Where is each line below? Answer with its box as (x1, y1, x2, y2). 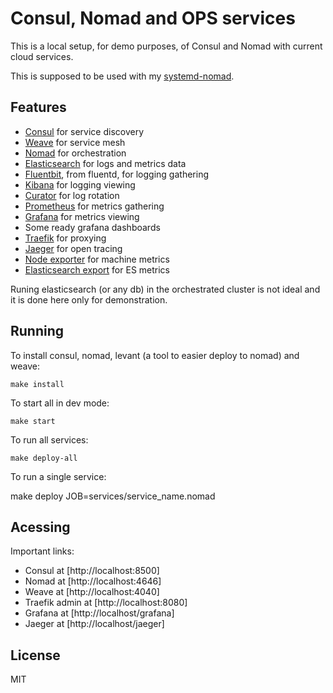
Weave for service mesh (24, 136, 126, 148)
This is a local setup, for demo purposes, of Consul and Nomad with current (10, 40, 323, 52)
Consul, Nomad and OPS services (10, 7, 296, 30)
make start (10, 416, 56, 426)
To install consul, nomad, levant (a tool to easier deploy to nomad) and (10, 349, 300, 361)
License (10, 647, 61, 664)
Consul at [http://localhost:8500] (24, 565, 160, 577)
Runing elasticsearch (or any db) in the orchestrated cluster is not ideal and (10, 283, 321, 295)
